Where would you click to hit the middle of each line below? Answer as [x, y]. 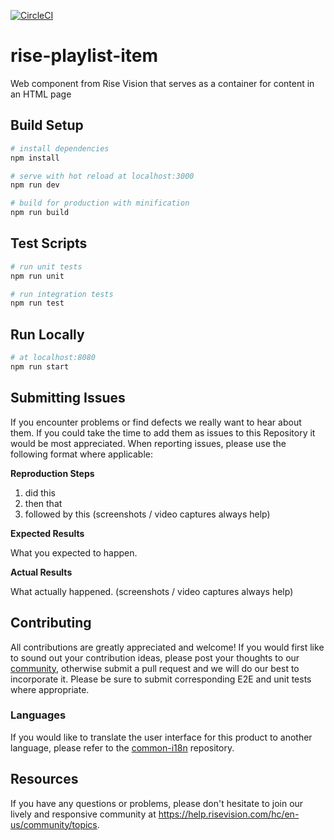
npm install [35, 158]
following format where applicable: [82, 454]
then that [43, 503]
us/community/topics [54, 824]
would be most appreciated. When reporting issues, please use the [148, 443]
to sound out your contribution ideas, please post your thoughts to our [155, 657]
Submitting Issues [68, 398]
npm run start [40, 367]
